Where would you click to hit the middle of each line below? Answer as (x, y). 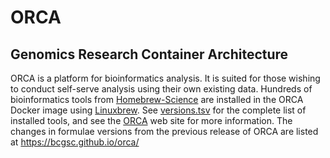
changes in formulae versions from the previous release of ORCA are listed (164, 131)
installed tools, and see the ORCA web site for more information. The (151, 120)
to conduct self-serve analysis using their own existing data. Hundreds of (161, 89)
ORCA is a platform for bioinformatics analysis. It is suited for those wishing (165, 78)
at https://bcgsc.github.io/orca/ (75, 142)
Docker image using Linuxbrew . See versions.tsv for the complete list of (158, 110)
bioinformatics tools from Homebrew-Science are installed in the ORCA (157, 99)
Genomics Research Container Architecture (149, 54)
